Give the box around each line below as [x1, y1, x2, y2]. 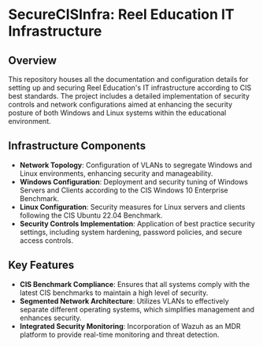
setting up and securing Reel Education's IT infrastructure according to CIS [8, 83, 252, 92]
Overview [8, 54, 57, 67]
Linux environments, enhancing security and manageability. [19, 168, 213, 178]
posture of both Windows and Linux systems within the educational [8, 108, 227, 118]
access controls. [19, 235, 74, 245]
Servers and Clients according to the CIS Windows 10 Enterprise [19, 185, 228, 195]
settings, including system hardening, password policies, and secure [19, 227, 243, 237]
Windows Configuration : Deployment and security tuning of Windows [19, 177, 248, 186]
